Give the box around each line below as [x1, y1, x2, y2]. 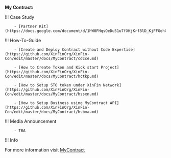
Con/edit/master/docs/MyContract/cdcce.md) [5, 56, 99, 61]
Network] [103, 83, 122, 88]
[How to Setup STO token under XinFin [18, 83, 101, 88]
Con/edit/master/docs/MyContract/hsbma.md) [5, 109, 99, 114]
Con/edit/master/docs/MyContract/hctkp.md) [5, 74, 99, 79]
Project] [101, 65, 119, 70]
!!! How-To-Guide [5, 38, 41, 43]
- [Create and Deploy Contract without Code [14, 47, 110, 52]
